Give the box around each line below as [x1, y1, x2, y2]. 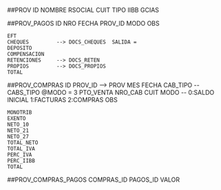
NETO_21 [7, 127, 30, 134]
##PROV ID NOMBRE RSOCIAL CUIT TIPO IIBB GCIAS [7, 6, 160, 14]
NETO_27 [7, 133, 30, 140]
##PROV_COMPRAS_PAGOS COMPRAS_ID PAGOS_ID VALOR [7, 175, 180, 184]
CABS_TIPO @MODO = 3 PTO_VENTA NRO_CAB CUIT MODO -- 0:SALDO [7, 88, 215, 96]
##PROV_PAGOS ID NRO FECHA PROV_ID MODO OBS [7, 19, 160, 27]
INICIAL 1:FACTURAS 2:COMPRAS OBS [7, 96, 118, 104]
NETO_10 [7, 121, 30, 128]
